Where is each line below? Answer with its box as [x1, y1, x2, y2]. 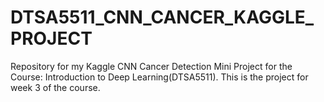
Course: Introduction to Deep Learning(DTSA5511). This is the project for [10, 71, 309, 83]
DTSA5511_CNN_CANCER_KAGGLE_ [10, 6, 315, 29]
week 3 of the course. [10, 81, 101, 93]
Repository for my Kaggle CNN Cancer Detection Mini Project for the [10, 60, 293, 72]
